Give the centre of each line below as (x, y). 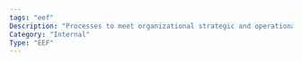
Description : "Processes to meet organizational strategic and (130, 26)
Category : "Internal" (50, 34)
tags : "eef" (31, 17)
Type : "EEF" (31, 43)
